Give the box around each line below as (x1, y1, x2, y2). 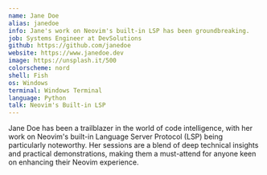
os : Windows (8, 79, 48, 87)
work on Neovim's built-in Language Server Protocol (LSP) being (8, 132, 224, 141)
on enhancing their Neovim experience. (8, 157, 139, 167)
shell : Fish (8, 71, 48, 79)
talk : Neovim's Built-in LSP (8, 101, 106, 109)
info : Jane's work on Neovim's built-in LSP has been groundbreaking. (8, 26, 250, 35)
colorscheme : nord (8, 64, 70, 72)
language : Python (8, 94, 67, 102)
